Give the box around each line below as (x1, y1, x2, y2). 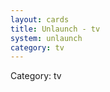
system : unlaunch (10, 33, 83, 43)
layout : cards (10, 14, 70, 25)
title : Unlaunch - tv (10, 24, 101, 34)
